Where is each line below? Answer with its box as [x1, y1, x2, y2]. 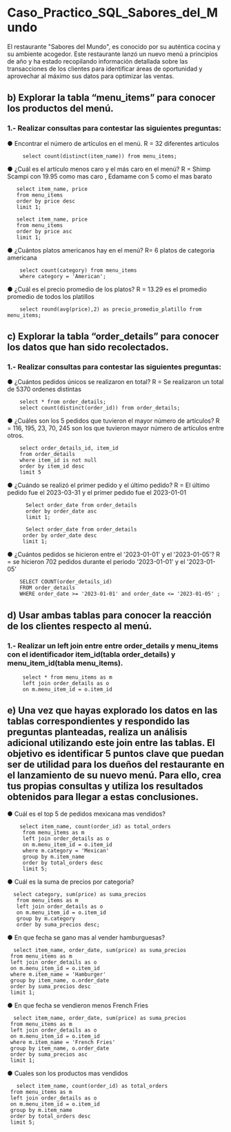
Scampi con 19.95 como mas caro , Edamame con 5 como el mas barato [7, 172, 212, 181]
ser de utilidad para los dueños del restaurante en [7, 759, 225, 771]
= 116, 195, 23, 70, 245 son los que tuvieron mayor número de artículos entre [7, 424, 224, 432]
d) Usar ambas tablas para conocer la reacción [7, 609, 212, 621]
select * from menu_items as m [22, 674, 112, 681]
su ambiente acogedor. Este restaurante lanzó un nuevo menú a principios [7, 50, 219, 58]
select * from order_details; [19, 399, 107, 405]
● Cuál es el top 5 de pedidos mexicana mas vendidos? [7, 810, 165, 818]
